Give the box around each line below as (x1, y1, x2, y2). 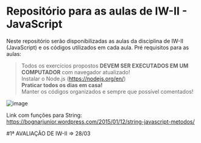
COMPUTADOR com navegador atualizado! (21, 68, 130, 75)
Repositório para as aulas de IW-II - (6, 4, 188, 18)
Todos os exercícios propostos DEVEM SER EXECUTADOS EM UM (21, 62, 189, 69)
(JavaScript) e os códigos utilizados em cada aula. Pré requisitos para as (6, 44, 189, 51)
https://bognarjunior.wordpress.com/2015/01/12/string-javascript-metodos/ (6, 117, 195, 125)
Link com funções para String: (6, 111, 82, 119)
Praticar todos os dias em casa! (21, 81, 103, 89)
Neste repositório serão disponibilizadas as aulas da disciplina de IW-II (6, 37, 184, 44)
